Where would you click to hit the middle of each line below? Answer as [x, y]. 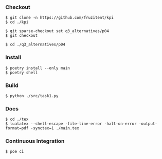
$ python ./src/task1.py [32, 96]
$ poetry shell [22, 73]
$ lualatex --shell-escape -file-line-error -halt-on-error [71, 124]
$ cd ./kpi [17, 22]
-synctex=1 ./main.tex [55, 128]
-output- [148, 124]
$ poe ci [15, 152]
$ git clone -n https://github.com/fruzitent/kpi [60, 18]
